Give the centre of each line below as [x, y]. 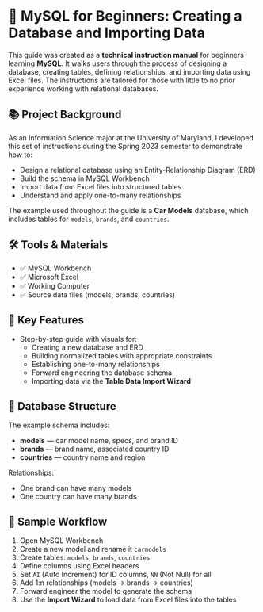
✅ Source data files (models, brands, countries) [97, 295]
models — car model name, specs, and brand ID [99, 441]
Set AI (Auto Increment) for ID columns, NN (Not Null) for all [115, 574]
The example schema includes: [59, 425]
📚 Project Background [65, 115]
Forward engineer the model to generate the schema [106, 591]
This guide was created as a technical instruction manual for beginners [126, 55]
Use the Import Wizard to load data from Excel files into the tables [128, 599]
